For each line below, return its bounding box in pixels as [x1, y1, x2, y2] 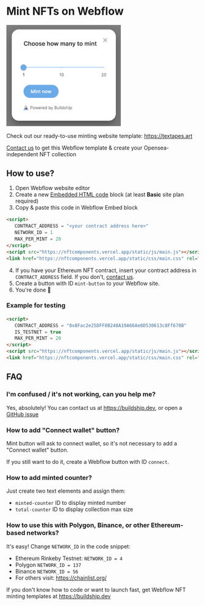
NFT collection [39, 150, 76, 157]
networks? [26, 529, 59, 537]
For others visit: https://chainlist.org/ [15, 574, 107, 581]
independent [6, 150, 38, 157]
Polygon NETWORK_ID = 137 [15, 561, 81, 568]
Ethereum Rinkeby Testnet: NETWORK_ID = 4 [15, 555, 123, 562]
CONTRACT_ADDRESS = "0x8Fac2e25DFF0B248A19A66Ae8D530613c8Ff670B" [14, 322, 187, 328]
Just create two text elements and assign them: [6, 487, 126, 494]
